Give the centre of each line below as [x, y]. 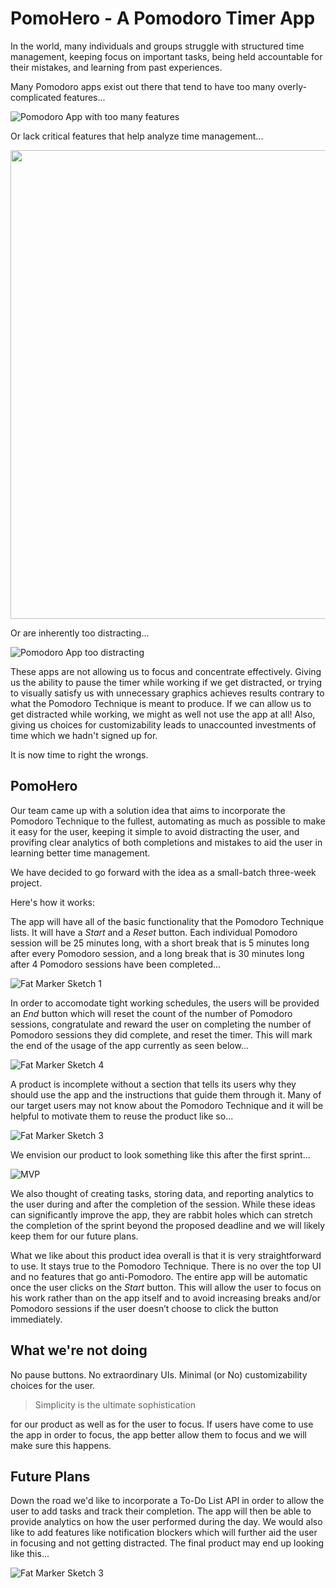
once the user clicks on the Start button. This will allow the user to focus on [166, 1287]
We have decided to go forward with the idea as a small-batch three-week [163, 872]
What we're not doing [79, 1350]
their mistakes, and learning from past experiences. [116, 67]
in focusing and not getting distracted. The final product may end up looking [167, 1543]
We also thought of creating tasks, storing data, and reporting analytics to [162, 1193]
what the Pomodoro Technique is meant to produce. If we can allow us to [161, 703]
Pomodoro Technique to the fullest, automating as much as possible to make [168, 821]
